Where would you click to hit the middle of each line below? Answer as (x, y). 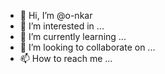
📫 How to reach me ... (66, 58)
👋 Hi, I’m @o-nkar (56, 15)
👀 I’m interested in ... (62, 26)
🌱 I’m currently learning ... (73, 36)
